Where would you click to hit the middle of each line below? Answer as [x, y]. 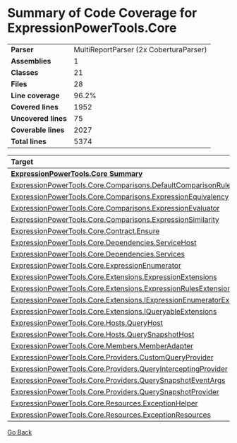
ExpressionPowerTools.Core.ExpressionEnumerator [96, 265]
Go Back [20, 432]
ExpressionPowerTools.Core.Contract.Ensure [85, 231]
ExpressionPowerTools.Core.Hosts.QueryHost [87, 323]
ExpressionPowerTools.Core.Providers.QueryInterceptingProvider [119, 369]
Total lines [29, 141]
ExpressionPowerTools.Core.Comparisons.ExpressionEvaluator [115, 208]
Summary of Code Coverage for [102, 13]
